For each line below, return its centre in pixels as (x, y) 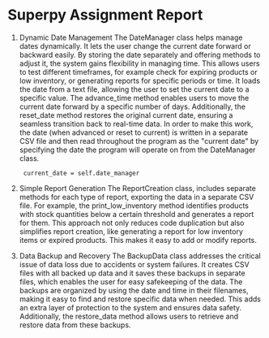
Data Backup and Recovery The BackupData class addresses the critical (140, 256)
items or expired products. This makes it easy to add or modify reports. (138, 240)
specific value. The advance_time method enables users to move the (134, 97)
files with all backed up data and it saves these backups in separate (132, 273)
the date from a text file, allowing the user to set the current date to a (134, 89)
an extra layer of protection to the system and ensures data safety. (130, 307)
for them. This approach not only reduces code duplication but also (132, 223)
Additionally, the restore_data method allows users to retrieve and (129, 316)
